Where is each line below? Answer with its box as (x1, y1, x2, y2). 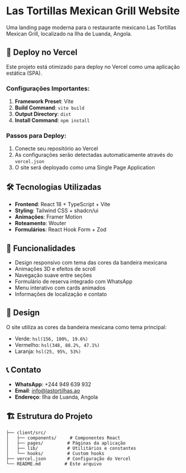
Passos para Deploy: (6, 131, 67, 140)
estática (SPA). (6, 70, 43, 77)
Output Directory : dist (14, 111, 71, 118)
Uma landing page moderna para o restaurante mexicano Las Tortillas (6, 24, 177, 31)
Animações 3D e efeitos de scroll (14, 265, 96, 272)
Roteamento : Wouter (14, 220, 67, 227)
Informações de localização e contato (14, 290, 107, 298)
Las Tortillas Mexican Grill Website (6, 4, 180, 18)
